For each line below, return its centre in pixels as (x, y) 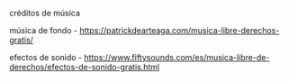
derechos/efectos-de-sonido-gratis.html (85, 67)
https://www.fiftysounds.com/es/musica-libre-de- (177, 57)
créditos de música (45, 13)
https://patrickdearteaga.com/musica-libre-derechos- (180, 30)
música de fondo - (44, 30)
